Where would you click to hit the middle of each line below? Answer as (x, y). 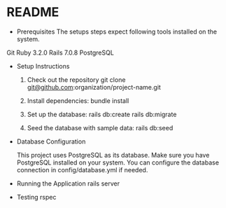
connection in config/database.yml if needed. (82, 169)
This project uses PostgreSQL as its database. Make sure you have (113, 155)
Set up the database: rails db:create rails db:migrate (102, 114)
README (33, 12)
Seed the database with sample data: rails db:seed (100, 127)
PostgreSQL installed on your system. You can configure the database (118, 162)
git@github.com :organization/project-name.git (94, 87)
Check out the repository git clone (76, 79)
